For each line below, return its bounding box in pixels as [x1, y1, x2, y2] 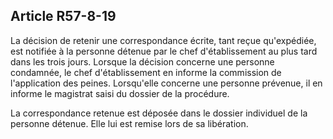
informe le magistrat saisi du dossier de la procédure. [10, 87, 230, 99]
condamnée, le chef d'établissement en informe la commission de [10, 66, 282, 78]
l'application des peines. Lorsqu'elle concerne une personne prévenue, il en [10, 77, 323, 89]
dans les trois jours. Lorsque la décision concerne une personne [10, 55, 275, 68]
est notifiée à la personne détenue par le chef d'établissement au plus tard [10, 45, 318, 57]
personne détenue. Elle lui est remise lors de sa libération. [10, 117, 249, 129]
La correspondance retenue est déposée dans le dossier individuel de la [10, 107, 308, 119]
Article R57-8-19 [10, 8, 117, 25]
